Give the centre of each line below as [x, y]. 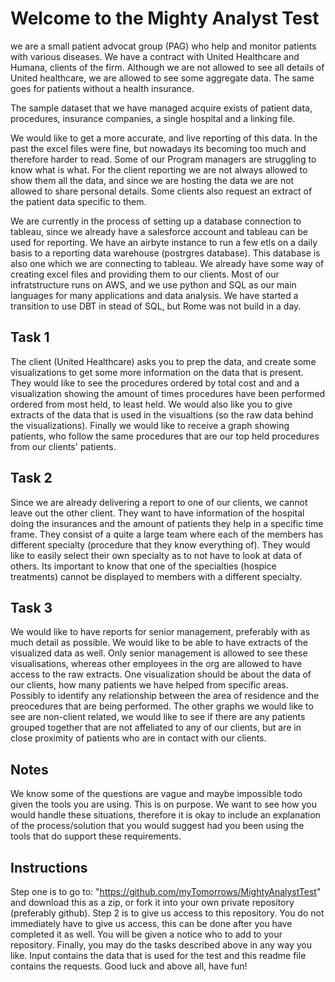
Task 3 [31, 607]
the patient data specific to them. [78, 201]
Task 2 [31, 478]
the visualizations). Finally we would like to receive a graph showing [150, 425]
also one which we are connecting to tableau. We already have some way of [167, 263]
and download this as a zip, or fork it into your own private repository [152, 902]
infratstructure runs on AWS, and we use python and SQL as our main [153, 284]
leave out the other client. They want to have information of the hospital [157, 513]
